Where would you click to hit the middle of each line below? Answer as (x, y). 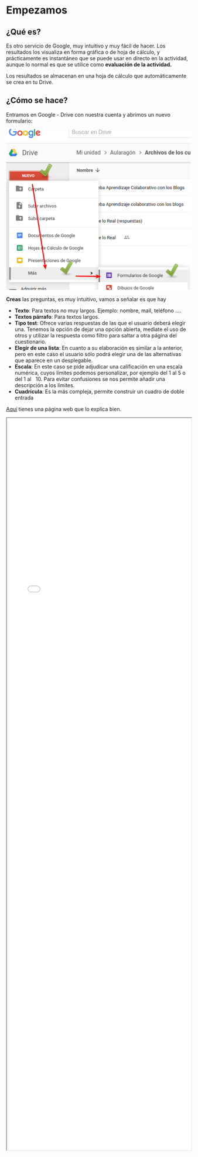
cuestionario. (30, 342)
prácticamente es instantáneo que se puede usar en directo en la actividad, (97, 58)
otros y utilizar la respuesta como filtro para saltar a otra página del (95, 336)
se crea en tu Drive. (30, 82)
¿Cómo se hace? (37, 100)
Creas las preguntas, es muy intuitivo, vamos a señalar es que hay (86, 299)
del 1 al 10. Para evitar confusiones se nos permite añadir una (90, 379)
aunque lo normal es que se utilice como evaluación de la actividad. (89, 64)
